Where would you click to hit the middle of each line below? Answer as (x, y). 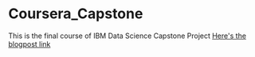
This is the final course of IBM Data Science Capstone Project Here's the (127, 36)
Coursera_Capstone (76, 14)
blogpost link (29, 44)
